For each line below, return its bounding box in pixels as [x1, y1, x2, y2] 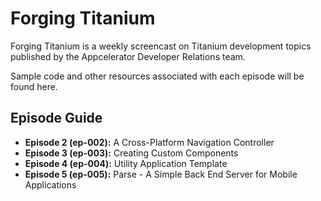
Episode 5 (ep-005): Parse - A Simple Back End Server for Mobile [24, 168, 298, 180]
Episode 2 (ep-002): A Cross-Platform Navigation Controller [24, 136, 275, 148]
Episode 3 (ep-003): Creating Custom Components [24, 147, 239, 159]
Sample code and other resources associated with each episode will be [10, 70, 305, 82]
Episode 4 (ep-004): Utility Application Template [24, 157, 228, 169]
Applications [24, 178, 77, 191]
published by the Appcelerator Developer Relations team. [10, 50, 246, 62]
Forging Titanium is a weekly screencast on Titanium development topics [10, 40, 312, 52]
